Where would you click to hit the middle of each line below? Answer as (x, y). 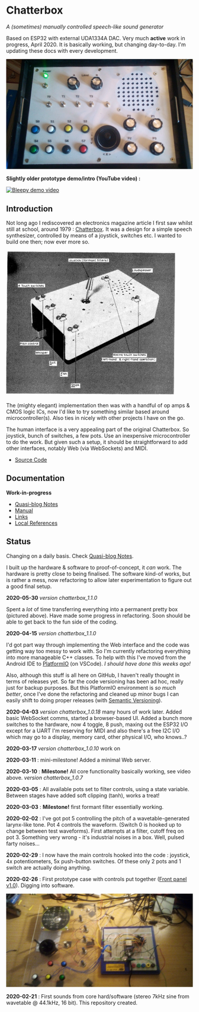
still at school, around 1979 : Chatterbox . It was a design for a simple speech (99, 229)
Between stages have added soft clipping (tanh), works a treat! (83, 795)
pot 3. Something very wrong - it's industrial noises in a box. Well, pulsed (95, 837)
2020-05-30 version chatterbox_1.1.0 (52, 597)
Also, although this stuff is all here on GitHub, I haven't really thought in (93, 675)
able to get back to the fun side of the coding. (62, 622)
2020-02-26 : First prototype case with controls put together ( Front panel (97, 879)
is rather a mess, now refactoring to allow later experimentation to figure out (99, 580)
